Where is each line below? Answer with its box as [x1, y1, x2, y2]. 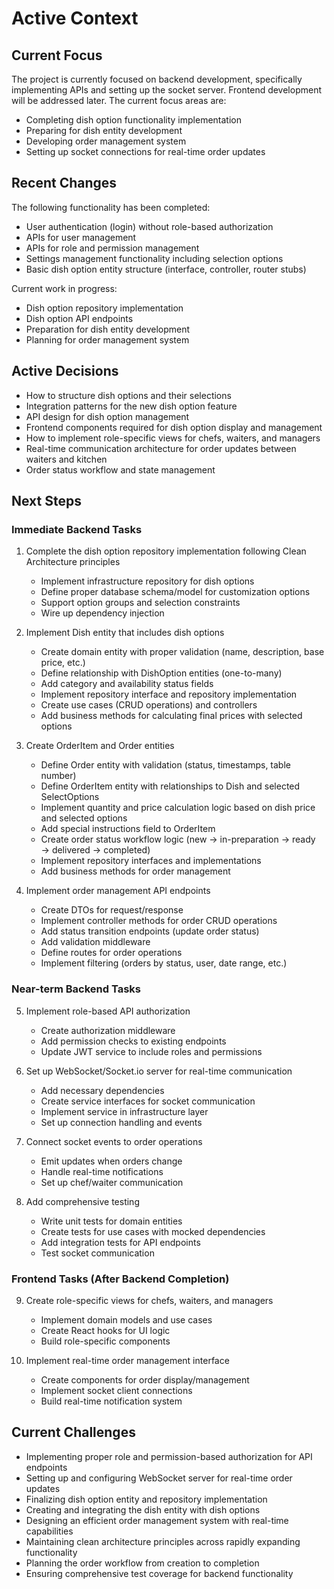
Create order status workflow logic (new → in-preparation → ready [40, 833, 316, 846]
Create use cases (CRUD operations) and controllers [40, 699, 258, 711]
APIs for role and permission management [25, 242, 200, 254]
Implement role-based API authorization [25, 1005, 191, 1017]
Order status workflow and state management [25, 463, 216, 476]
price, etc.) [40, 657, 86, 669]
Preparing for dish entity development [25, 125, 183, 136]
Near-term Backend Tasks [11, 982, 141, 996]
